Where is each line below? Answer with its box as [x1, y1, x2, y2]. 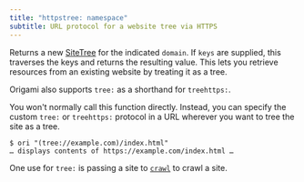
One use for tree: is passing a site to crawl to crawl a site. [9, 162, 228, 173]
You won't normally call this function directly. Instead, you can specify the [9, 101, 287, 112]
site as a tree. [9, 120, 61, 132]
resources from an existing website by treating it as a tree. [9, 66, 228, 77]
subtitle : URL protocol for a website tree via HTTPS [9, 22, 218, 31]
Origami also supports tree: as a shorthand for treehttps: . [9, 84, 231, 95]
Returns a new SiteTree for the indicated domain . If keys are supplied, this [9, 46, 282, 57]
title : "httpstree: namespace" [9, 13, 128, 23]
